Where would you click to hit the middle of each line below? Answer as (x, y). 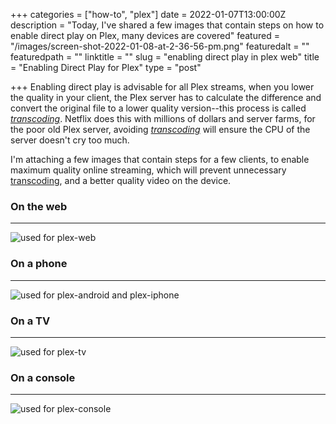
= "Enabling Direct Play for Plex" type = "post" (106, 67)
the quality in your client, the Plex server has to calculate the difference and (166, 97)
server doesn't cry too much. (70, 140)
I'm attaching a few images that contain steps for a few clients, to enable (160, 159)
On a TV (30, 321)
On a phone (39, 264)
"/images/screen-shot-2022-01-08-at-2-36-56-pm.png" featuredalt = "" (160, 46)
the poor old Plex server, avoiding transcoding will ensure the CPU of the (160, 129)
